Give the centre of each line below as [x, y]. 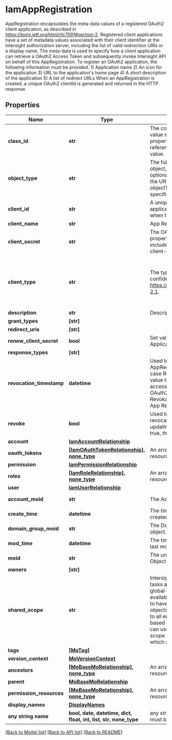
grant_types [23, 321]
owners [17, 569]
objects [159, 610]
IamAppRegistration [49, 9]
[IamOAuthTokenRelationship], [107, 449]
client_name [23, 223]
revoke [16, 423]
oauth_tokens [25, 453]
